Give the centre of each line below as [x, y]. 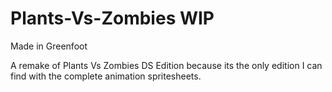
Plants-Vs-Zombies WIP [112, 18]
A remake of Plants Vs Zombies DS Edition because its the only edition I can [166, 65]
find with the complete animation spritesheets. [106, 76]
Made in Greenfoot [49, 46]
